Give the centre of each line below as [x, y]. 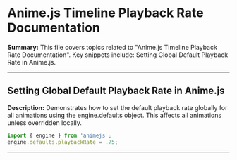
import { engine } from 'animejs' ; [60, 135]
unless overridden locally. [45, 122]
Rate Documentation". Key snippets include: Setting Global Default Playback [118, 55]
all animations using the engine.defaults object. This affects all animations [115, 115]
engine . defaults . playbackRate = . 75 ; [63, 142]
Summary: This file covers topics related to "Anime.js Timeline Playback [112, 47]
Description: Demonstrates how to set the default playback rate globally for [117, 107]
